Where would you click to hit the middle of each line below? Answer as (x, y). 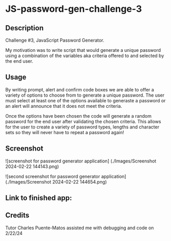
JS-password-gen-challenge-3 (74, 9)
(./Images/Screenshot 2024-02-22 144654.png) (56, 182)
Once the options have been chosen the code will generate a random (79, 116)
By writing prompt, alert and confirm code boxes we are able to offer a (80, 89)
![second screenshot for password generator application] (66, 176)
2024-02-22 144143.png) (32, 166)
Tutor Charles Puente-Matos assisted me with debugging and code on (80, 228)
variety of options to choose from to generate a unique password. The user (85, 95)
